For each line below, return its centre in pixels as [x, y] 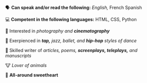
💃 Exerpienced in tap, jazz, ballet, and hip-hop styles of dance [71, 40]
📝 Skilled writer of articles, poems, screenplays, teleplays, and [71, 50]
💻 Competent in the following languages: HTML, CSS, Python [71, 19]
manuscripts [18, 55]
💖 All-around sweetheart [32, 75]
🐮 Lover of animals [26, 65]
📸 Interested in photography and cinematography [58, 31]
